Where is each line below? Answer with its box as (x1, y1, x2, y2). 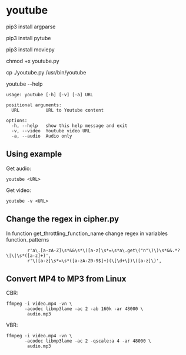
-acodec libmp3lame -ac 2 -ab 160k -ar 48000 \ (24, 306, 144, 312)
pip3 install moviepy (6, 45, 55, 53)
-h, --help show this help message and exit (11, 122, 128, 129)
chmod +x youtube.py (6, 57, 60, 64)
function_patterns (6, 236, 49, 243)
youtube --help (6, 80, 43, 87)
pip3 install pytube (6, 34, 51, 41)
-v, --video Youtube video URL (11, 128, 91, 133)
